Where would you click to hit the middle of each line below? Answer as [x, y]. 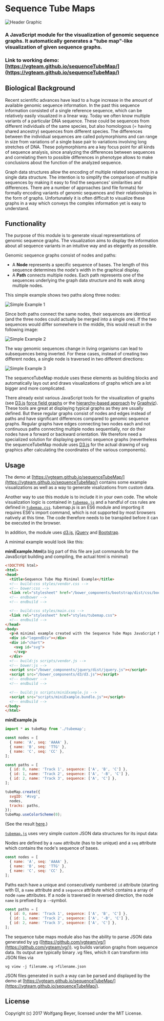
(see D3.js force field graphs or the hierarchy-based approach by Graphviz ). [82, 403]
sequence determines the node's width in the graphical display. [76, 270]
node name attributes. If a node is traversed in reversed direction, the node [79, 895]
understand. [17, 208]
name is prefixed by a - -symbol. [36, 900]
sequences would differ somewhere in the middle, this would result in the [79, 325]
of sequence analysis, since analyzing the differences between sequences [80, 152]
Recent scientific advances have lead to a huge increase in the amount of [79, 100]
